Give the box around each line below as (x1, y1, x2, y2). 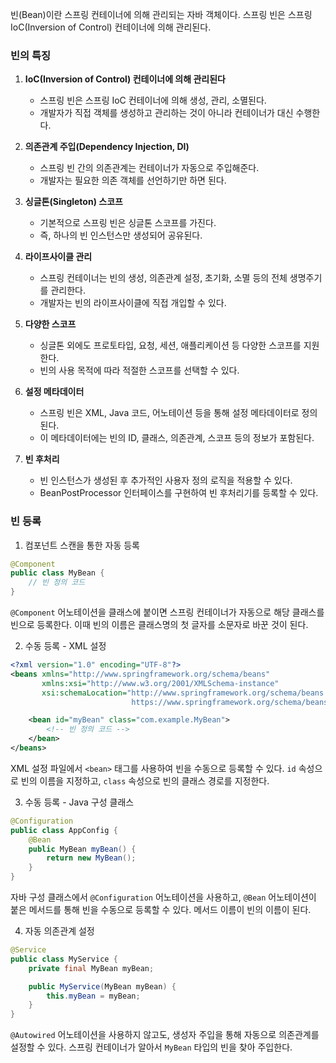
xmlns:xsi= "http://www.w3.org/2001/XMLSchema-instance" (41, 678, 280, 688)
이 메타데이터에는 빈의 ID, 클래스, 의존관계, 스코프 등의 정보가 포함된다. (39, 432, 315, 444)
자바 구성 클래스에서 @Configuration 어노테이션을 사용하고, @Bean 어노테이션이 (10, 891, 317, 903)
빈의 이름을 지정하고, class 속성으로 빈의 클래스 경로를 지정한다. (20, 774, 270, 787)
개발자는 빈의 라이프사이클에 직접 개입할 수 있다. (39, 297, 227, 309)
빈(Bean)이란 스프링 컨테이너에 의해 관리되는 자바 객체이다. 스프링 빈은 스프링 (10, 9, 313, 20)
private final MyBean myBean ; (28, 963, 155, 973)
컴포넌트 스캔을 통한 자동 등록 (24, 539, 140, 551)
